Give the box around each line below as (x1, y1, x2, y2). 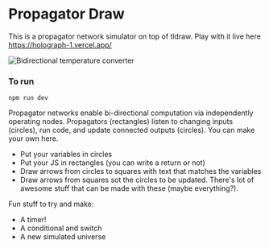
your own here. (8, 134, 59, 143)
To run (8, 76, 35, 87)
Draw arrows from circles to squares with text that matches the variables (19, 167, 262, 176)
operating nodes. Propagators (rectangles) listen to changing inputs (8, 117, 234, 126)
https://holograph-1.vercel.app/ (8, 39, 113, 49)
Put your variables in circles (19, 150, 113, 159)
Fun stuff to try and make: (8, 199, 94, 209)
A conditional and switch (19, 223, 102, 234)
